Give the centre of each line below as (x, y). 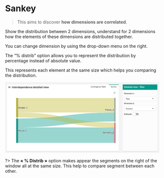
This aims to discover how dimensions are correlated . (72, 22)
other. (11, 171)
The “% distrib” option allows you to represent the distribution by (70, 55)
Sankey (21, 9)
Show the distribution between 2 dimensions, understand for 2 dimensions (80, 31)
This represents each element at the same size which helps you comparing (81, 70)
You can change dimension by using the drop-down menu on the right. (76, 46)
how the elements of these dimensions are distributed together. (69, 37)
